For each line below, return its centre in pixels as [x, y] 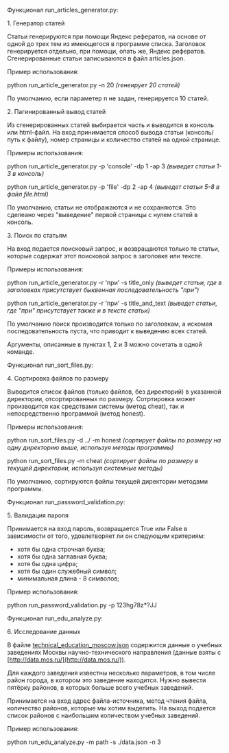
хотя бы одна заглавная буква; [62, 557]
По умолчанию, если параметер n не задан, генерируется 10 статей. [108, 98]
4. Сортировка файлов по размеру [58, 378]
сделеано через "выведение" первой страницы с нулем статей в [103, 215]
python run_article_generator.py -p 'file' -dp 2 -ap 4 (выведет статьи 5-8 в [113, 187]
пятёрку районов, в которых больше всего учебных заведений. [100, 687]
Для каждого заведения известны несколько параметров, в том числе [111, 673]
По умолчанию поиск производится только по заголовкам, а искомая [110, 324]
